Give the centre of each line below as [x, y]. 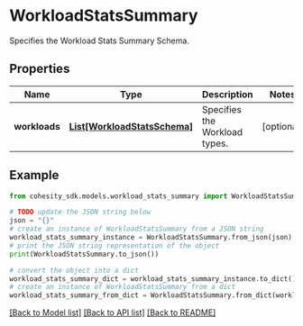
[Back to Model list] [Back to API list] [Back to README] [113, 312]
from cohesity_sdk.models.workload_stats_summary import [119, 196]
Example [34, 175]
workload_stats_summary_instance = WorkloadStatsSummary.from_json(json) [151, 238]
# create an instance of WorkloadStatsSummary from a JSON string [137, 229]
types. [215, 143]
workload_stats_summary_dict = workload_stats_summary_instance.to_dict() [153, 279]
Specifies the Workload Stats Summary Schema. [99, 41]
